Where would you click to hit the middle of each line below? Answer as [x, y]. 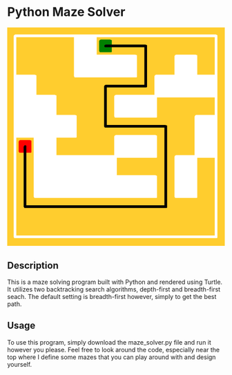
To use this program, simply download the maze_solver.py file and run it [109, 342]
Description [33, 266]
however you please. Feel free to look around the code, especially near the [114, 349]
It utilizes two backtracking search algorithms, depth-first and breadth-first [114, 289]
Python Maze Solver [66, 12]
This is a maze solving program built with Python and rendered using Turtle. [115, 282]
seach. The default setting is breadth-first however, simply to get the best [112, 297]
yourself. [20, 364]
